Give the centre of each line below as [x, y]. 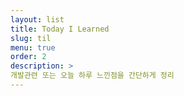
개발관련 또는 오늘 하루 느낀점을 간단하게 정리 [92, 76]
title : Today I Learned [60, 29]
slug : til [31, 38]
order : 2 [28, 57]
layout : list [37, 19]
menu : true [33, 47]
